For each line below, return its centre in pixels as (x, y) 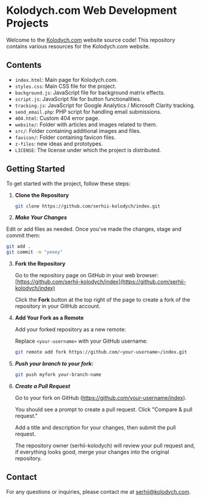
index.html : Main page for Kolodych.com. (66, 79)
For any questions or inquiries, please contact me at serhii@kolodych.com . (98, 491)
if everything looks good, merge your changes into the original (92, 452)
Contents (24, 65)
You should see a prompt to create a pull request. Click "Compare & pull (104, 409)
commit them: (23, 236)
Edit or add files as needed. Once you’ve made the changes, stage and (94, 229)
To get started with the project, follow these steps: (68, 183)
